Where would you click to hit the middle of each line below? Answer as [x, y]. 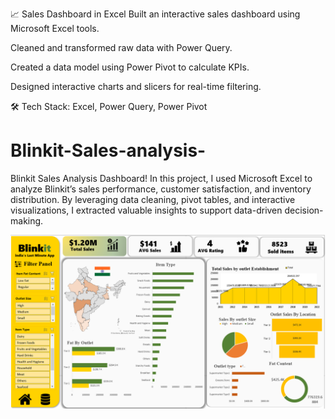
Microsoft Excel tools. [55, 28]
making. [27, 220]
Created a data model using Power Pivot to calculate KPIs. [130, 67]
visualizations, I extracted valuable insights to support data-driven [146, 210]
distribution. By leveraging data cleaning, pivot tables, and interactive [153, 199]
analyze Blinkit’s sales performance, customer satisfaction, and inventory [161, 189]
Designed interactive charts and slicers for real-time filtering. [136, 86]
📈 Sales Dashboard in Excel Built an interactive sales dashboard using [155, 14]
